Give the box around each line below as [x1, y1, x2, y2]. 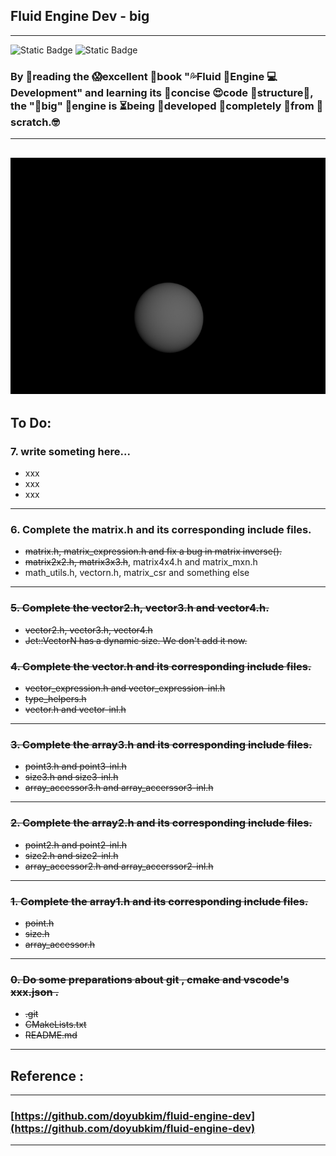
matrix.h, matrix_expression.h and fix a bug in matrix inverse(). [24, 545, 283, 558]
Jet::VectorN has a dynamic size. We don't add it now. [24, 634, 248, 646]
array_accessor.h [24, 938, 96, 950]
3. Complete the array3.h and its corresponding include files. [10, 738, 313, 751]
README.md [24, 1029, 78, 1041]
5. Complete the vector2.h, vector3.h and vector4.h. [10, 601, 270, 615]
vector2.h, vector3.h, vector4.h [24, 624, 153, 636]
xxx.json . [10, 985, 60, 999]
